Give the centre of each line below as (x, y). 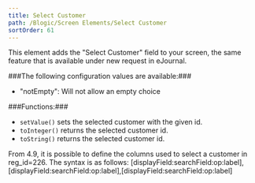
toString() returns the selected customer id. (92, 139)
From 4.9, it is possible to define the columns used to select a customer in (128, 154)
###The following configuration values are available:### (100, 77)
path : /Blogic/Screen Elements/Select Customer (88, 23)
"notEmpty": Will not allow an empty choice (90, 91)
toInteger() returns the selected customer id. (94, 130)
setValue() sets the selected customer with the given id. (111, 122)
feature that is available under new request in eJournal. (98, 61)
